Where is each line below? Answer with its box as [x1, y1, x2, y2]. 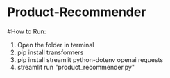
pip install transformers [17, 48, 84, 56]
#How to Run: [7, 27, 46, 36]
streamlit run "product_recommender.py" [17, 63, 135, 71]
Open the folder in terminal [17, 40, 94, 49]
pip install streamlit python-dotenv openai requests [17, 55, 164, 63]
